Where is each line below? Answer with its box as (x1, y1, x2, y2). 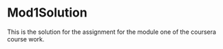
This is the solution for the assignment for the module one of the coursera (7, 28, 217, 36)
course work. (7, 35, 45, 43)
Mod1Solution (7, 5, 87, 21)
